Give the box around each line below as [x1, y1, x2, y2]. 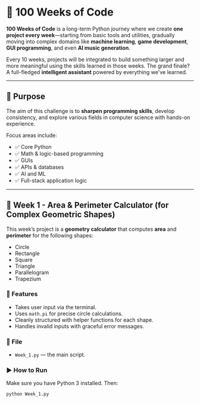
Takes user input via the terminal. [14, 303, 96, 310]
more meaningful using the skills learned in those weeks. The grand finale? [6, 62, 190, 69]
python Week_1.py [6, 391, 49, 397]
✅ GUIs [14, 157, 33, 164]
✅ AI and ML [14, 170, 46, 177]
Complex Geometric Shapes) [6, 209, 115, 220]
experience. [6, 120, 36, 127]
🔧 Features [6, 290, 38, 298]
